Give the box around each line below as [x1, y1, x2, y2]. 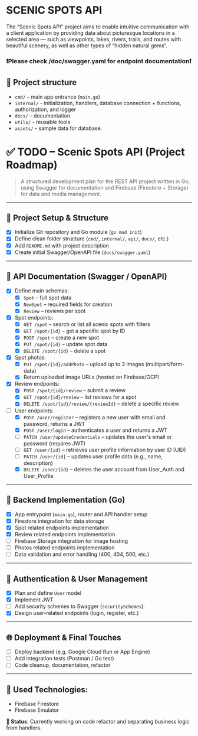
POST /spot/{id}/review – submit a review [23, 387, 126, 394]
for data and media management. [20, 190, 102, 197]
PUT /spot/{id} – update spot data [23, 340, 108, 347]
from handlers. [6, 724, 42, 731]
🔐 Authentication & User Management [6, 574, 148, 584]
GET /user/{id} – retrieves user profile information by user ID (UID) [23, 446, 186, 453]
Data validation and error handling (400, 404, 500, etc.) [14, 551, 150, 558]
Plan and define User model [14, 590, 81, 597]
